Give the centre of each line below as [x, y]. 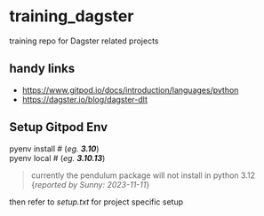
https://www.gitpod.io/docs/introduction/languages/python [130, 89]
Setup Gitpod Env [59, 127]
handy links [42, 69]
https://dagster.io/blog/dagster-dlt [85, 99]
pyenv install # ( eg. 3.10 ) [54, 149]
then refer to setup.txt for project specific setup [96, 202]
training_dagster [72, 16]
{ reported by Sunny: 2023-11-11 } [90, 184]
